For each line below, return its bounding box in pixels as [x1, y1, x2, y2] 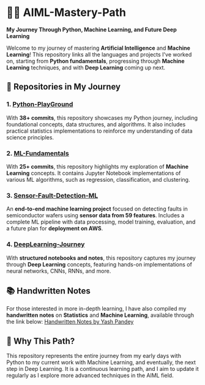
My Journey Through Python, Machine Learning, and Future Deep [6, 26, 177, 33]
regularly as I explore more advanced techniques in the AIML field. [6, 371, 174, 379]
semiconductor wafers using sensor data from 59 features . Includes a [6, 212, 185, 219]
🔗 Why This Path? [6, 336, 75, 346]
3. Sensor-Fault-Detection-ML [6, 191, 99, 200]
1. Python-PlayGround [6, 100, 73, 109]
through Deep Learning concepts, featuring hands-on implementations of [6, 260, 193, 268]
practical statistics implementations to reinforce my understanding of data [6, 127, 193, 134]
